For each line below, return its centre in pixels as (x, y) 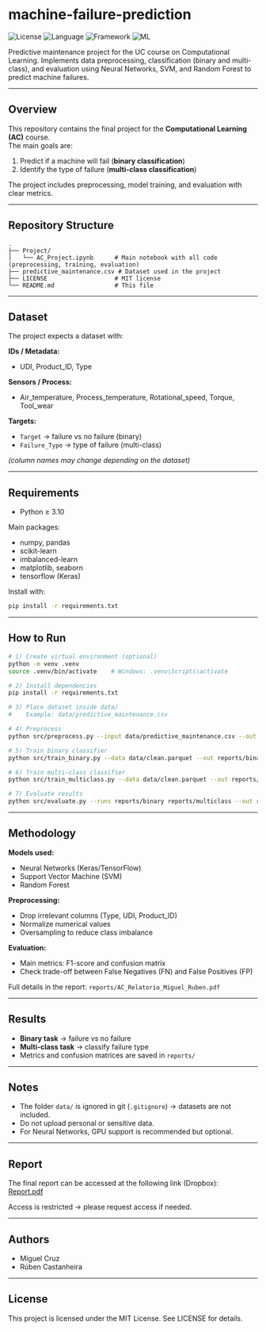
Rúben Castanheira (51, 1267)
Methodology (42, 834)
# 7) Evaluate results (46, 794)
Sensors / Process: (40, 382)
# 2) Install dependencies (53, 686)
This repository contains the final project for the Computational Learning (128, 128)
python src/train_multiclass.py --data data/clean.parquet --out (118, 780)
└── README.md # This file (81, 285)
